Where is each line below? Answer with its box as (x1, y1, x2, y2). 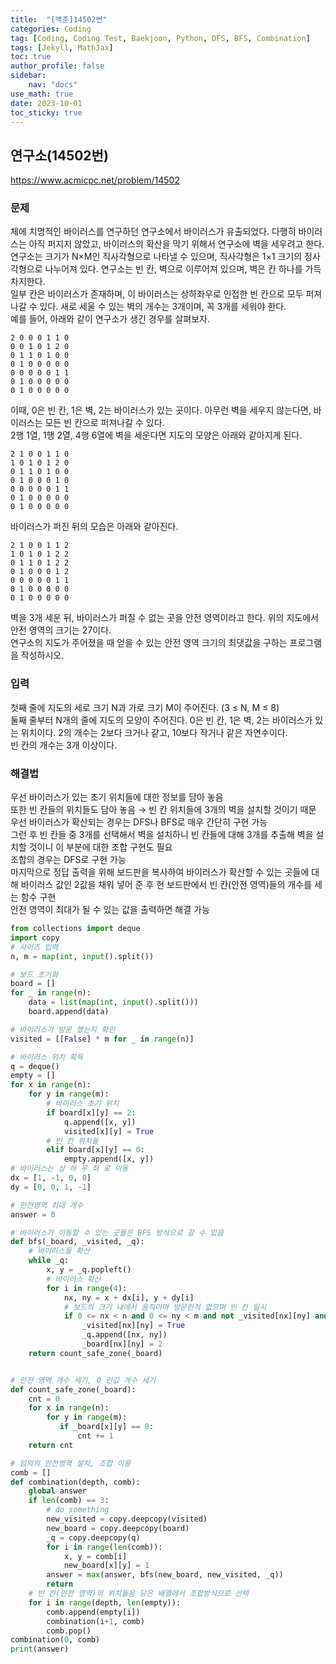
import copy (10, 932, 60, 943)
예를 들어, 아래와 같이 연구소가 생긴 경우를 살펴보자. (10, 313, 210, 325)
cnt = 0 (28, 1394, 60, 1404)
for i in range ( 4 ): (46, 1283, 128, 1293)
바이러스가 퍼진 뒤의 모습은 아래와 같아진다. (10, 521, 179, 533)
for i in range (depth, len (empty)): (28, 1597, 182, 1608)
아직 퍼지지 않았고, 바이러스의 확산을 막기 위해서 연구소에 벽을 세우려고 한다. (28, 238, 325, 250)
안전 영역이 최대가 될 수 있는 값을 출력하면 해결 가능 (10, 904, 210, 916)
